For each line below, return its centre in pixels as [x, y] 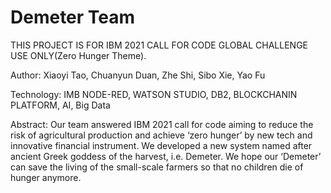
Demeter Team [73, 17]
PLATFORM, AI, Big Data [60, 105]
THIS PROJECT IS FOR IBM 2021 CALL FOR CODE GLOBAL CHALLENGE [159, 45]
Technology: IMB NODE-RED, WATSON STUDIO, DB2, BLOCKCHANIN [154, 94]
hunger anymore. [46, 177]
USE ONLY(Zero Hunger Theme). [78, 55]
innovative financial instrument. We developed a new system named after [161, 145]
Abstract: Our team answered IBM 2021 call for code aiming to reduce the [162, 124]
